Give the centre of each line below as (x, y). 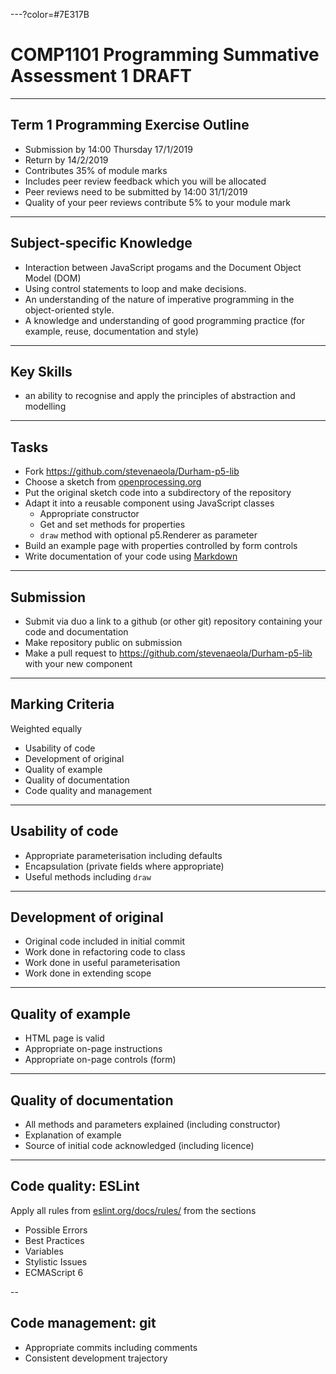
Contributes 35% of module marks (96, 170)
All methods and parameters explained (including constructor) (152, 1125)
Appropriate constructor (89, 514)
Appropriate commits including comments (111, 1347)
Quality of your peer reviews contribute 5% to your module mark (158, 202)
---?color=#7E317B (50, 14)
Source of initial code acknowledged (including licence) (139, 1146)
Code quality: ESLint (75, 1186)
